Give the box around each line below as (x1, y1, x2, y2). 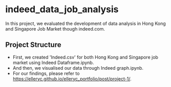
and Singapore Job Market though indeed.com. (5, 25, 105, 32)
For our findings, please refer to (12, 70, 80, 76)
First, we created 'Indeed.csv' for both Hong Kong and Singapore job (12, 54, 159, 60)
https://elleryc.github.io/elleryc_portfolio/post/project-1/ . (12, 75, 132, 82)
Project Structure (5, 41, 61, 49)
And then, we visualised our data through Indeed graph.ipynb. (12, 65, 144, 71)
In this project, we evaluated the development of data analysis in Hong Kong (5, 20, 166, 26)
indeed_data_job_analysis (5, 4, 119, 15)
